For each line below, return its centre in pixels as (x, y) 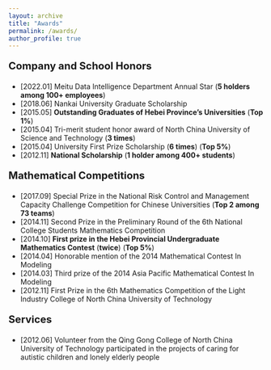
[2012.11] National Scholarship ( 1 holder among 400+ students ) (128, 155)
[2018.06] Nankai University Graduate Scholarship (104, 104)
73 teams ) (37, 213)
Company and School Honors (80, 66)
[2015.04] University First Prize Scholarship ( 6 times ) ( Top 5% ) (125, 147)
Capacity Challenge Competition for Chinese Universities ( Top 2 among (140, 205)
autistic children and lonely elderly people (90, 357)
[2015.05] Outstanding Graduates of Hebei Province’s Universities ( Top (142, 112)
